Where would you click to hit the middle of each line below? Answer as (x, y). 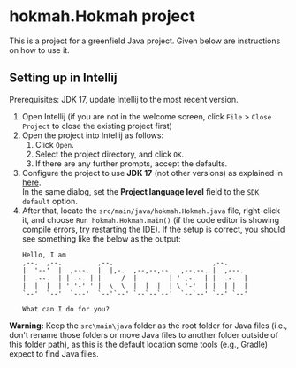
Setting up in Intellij (63, 78)
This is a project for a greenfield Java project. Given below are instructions (145, 41)
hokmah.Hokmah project (102, 16)
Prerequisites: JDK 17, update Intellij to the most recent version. (124, 99)
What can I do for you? (66, 309)
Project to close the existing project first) (97, 126)
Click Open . (54, 144)
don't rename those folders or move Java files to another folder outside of (144, 334)
